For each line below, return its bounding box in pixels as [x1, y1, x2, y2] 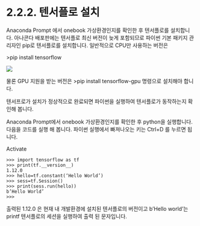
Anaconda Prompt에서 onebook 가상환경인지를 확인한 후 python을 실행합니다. [6, 118, 193, 125]
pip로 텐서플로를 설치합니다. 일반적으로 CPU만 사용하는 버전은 [22, 42, 169, 49]
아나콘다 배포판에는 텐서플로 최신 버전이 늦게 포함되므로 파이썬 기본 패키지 [14, 34, 188, 41]
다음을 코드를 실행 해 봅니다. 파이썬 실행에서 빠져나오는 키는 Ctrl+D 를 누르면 [6, 125, 186, 133]
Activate [6, 145, 27, 152]
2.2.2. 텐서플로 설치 [6, 5, 100, 19]
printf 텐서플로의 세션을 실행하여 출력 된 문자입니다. [6, 212, 128, 220]
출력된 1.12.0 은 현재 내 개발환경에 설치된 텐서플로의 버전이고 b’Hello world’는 [6, 205, 189, 212]
